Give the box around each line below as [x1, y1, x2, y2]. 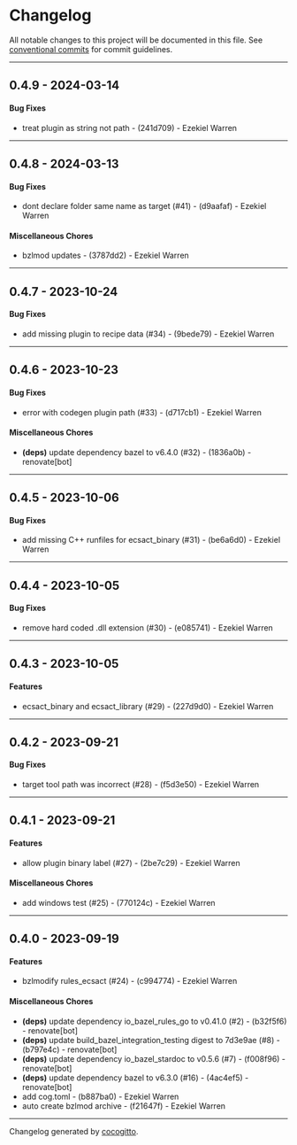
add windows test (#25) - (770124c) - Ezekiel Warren [21, 897, 216, 908]
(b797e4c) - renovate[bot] [21, 1044, 118, 1055]
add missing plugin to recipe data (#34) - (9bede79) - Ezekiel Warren [21, 329, 275, 339]
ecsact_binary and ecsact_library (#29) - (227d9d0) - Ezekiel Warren [21, 700, 274, 711]
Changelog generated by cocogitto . [9, 1126, 139, 1136]
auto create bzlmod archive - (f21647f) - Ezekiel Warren [21, 1100, 226, 1111]
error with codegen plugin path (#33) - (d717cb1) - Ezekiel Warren [21, 406, 263, 417]
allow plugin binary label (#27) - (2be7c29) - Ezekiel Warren [21, 857, 240, 868]
